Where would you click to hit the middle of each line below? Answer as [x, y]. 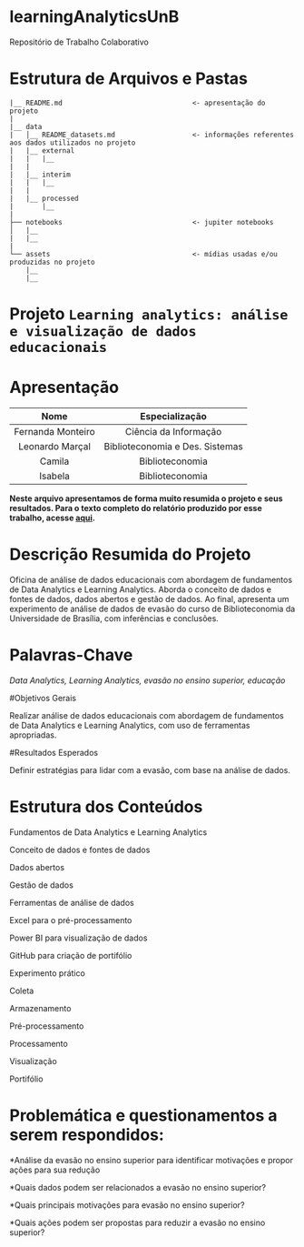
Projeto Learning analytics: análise [149, 314]
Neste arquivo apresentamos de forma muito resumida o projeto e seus [146, 498]
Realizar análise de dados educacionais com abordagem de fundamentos [147, 715]
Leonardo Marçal [54, 446]
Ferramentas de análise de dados [72, 902]
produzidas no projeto [52, 262]
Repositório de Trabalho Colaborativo [79, 42]
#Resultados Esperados [54, 752]
